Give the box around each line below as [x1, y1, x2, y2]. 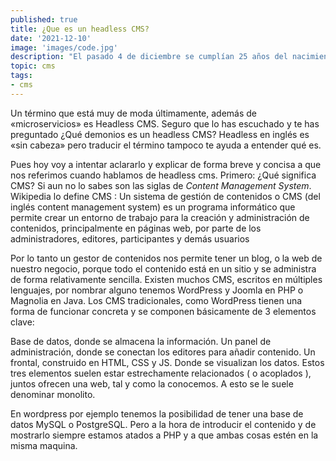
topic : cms [10, 61, 56, 71]
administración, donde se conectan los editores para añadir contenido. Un [10, 346, 316, 358]
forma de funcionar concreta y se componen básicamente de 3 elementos [10, 305, 317, 317]
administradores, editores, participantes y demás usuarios [10, 232, 250, 245]
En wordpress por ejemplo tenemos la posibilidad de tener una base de [10, 407, 304, 420]
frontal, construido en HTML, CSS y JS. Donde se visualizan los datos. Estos [10, 356, 325, 368]
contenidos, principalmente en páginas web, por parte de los [10, 222, 262, 234]
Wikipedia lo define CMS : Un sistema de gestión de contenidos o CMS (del [10, 190, 321, 202]
